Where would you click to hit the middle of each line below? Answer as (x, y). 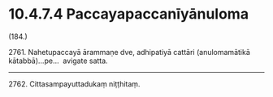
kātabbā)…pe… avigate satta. (58, 61)
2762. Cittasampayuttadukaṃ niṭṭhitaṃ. (74, 84)
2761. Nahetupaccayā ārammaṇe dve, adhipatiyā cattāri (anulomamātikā (129, 52)
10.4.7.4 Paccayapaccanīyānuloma (129, 14)
